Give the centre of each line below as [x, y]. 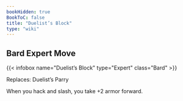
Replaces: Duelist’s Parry [38, 80]
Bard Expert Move [41, 53]
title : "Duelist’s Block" [39, 23]
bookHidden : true [28, 12]
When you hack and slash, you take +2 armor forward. [75, 91]
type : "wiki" [23, 29]
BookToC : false [26, 18]
